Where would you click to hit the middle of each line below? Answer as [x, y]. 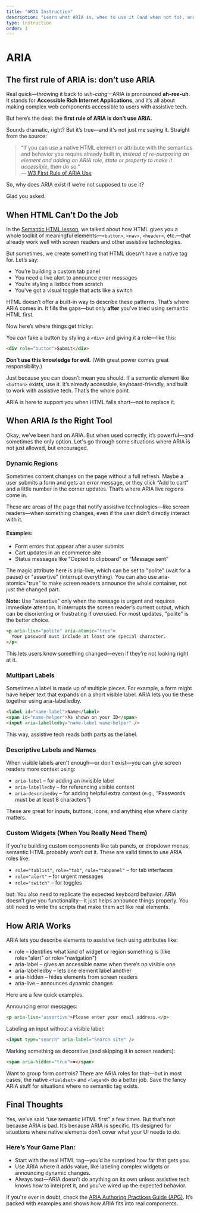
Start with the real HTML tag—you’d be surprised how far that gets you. [102, 1160]
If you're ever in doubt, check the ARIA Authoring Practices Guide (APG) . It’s [100, 1197]
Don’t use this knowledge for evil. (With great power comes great [87, 360]
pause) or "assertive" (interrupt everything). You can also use [82, 577]
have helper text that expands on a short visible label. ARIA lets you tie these [100, 694]
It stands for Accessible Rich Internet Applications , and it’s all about [91, 100]
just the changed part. [33, 590]
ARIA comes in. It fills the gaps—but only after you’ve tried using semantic [97, 308]
